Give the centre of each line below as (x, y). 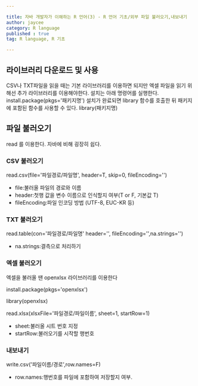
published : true (28, 33)
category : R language (33, 28)
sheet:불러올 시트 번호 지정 (47, 326)
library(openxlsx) (27, 301)
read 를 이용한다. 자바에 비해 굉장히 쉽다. (54, 144)
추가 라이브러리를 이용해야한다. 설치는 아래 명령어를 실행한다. (88, 92)
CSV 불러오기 (25, 160)
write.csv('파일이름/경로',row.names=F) (54, 364)
